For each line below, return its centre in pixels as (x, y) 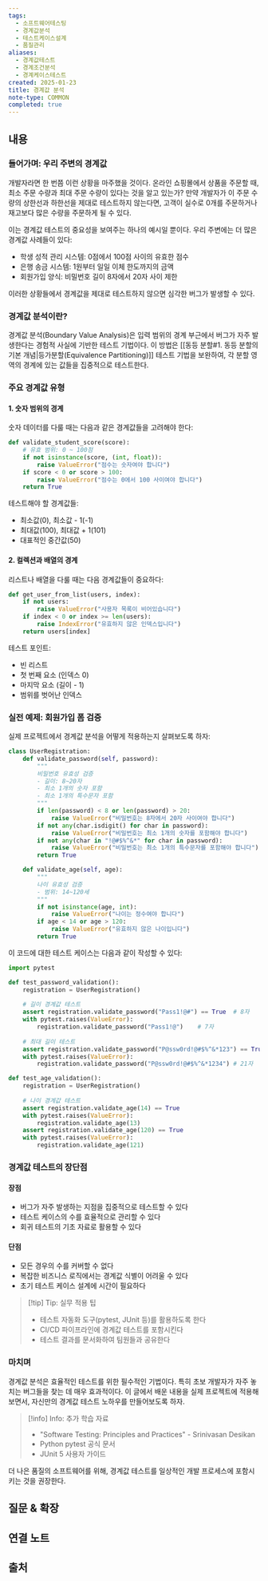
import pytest (32, 968)
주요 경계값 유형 (37, 388)
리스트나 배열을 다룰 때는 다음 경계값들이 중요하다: (86, 579)
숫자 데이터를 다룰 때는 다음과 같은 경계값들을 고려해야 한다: (101, 427)
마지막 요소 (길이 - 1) (52, 684)
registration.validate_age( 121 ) (91, 1145)
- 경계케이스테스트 (41, 75)
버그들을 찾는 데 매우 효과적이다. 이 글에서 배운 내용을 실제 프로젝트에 (130, 1391)
